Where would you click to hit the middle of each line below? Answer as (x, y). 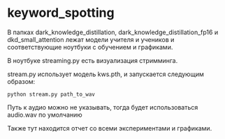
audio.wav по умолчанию (45, 115)
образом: (21, 81)
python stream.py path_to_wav (51, 94)
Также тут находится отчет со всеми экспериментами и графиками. (110, 128)
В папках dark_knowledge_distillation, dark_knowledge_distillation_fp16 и (113, 32)
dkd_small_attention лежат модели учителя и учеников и (91, 39)
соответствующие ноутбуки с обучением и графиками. (90, 47)
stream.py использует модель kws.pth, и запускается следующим (106, 74)
